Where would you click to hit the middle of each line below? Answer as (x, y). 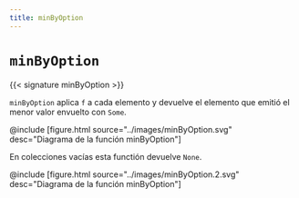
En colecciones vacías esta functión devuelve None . (106, 156)
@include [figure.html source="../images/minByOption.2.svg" (124, 174)
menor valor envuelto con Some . (68, 112)
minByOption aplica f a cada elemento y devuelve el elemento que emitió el (149, 102)
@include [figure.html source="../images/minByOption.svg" (121, 129)
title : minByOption (46, 18)
